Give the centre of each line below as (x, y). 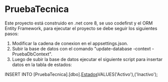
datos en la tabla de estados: (42, 64)
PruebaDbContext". (32, 54)
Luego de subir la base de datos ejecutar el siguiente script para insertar (87, 59)
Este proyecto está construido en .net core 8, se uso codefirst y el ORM (79, 23)
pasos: (12, 33)
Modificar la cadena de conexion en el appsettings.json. (70, 43)
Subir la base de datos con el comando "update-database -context (81, 48)
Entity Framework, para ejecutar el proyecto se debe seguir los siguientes (81, 28)
